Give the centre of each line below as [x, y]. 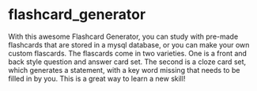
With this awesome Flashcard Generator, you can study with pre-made [123, 36]
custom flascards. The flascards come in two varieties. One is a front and [128, 53]
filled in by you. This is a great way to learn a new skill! [97, 78]
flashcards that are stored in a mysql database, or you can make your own [129, 44]
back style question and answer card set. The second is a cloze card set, [127, 62]
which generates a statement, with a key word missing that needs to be [124, 70]
